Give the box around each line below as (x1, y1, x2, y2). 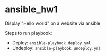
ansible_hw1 (5, 4, 58, 15)
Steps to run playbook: (5, 30, 52, 36)
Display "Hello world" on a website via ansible (5, 20, 101, 26)
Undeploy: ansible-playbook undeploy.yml (12, 45, 101, 51)
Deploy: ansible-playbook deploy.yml (12, 39, 91, 46)
